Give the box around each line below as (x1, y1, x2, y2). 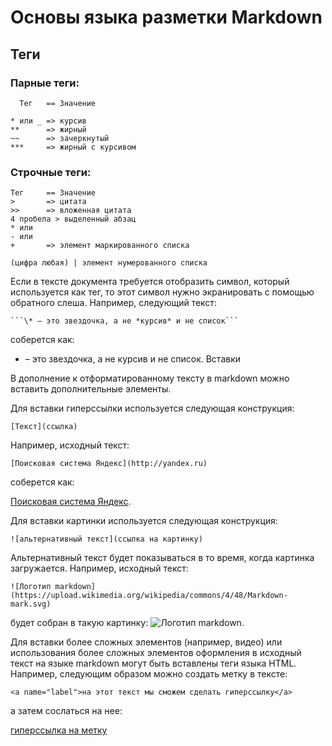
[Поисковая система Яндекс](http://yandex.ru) (10, 459, 208, 469)
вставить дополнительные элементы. (10, 383, 172, 395)
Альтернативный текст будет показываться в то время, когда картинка (10, 552, 315, 564)
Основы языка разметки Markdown (10, 6, 323, 29)
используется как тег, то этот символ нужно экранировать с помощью (10, 286, 315, 298)
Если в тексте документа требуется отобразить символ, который (10, 276, 290, 288)
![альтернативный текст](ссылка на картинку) (10, 534, 203, 545)
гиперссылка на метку (10, 724, 108, 736)
